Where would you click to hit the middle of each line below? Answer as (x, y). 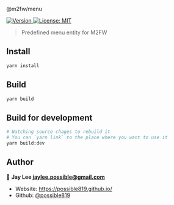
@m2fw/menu (24, 9)
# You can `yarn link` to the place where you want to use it (87, 138)
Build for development (49, 117)
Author (20, 162)
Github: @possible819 (43, 195)
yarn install (23, 66)
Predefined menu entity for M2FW (64, 32)
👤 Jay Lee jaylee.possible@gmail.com (56, 177)
